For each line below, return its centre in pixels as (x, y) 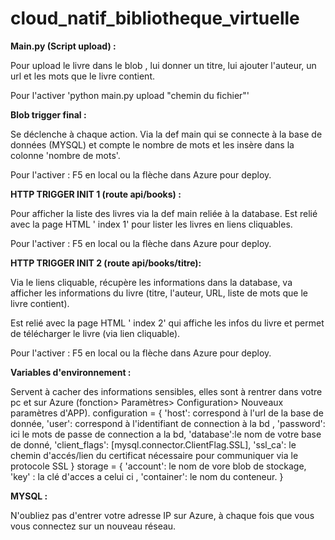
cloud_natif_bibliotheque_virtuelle (155, 18)
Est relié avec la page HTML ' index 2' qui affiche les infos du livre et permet (167, 323)
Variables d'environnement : (71, 372)
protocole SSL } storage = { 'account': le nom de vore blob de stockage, (158, 466)
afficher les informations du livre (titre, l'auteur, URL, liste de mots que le (159, 293)
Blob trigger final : (48, 114)
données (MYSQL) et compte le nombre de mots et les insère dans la (152, 144)
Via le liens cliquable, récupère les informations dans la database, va (151, 282)
